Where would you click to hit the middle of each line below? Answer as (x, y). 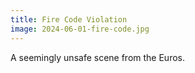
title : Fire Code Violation (69, 19)
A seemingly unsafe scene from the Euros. (98, 57)
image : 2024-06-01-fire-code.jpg (80, 29)
